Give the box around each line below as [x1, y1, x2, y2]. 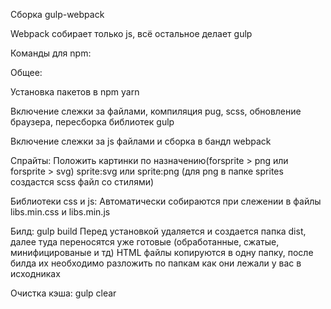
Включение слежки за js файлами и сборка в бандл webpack [10, 135, 272, 147]
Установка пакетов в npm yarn [10, 86, 140, 98]
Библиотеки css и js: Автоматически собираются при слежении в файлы [10, 195, 322, 207]
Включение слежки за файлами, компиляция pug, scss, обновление [10, 105, 302, 117]
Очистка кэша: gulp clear [10, 287, 117, 299]
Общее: [10, 67, 43, 78]
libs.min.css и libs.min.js [10, 206, 111, 218]
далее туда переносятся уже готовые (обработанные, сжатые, [10, 236, 280, 248]
